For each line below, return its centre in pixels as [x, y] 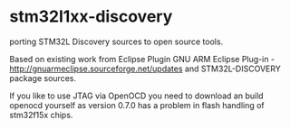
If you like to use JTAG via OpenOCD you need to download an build [137, 96]
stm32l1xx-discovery [91, 17]
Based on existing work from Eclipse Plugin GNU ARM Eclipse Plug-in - [142, 59]
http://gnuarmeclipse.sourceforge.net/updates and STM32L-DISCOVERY [145, 69]
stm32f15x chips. [41, 115]
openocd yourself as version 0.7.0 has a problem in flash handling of [137, 105]
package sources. [43, 78]
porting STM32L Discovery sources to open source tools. [116, 41]
